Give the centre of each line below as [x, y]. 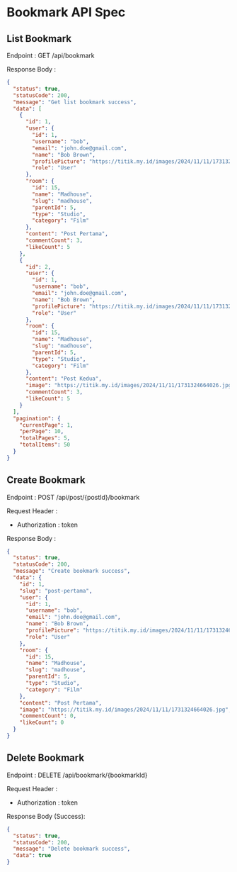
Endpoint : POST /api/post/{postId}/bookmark [73, 497]
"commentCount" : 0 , [48, 716]
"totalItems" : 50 [45, 445]
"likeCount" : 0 [42, 723]
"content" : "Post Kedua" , [63, 379]
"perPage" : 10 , [42, 432]
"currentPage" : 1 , [46, 425]
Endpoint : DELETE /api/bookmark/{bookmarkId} [77, 775]
